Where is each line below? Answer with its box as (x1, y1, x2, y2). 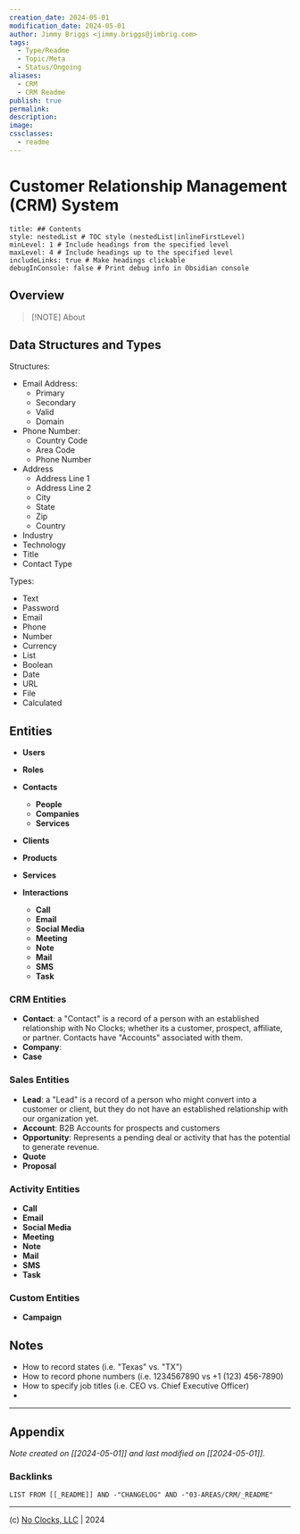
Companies (35, 809, 80, 820)
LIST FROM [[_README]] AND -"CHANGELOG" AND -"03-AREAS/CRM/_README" (9, 1490, 274, 1500)
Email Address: (21, 379, 78, 389)
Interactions (21, 888, 69, 898)
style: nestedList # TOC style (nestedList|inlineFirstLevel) (9, 232, 246, 241)
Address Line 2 (35, 483, 92, 494)
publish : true (9, 96, 62, 105)
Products (21, 853, 58, 863)
